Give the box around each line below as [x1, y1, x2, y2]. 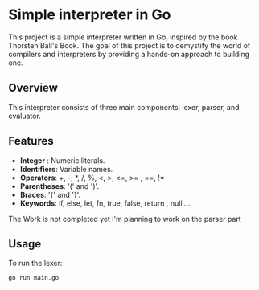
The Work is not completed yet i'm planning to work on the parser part [8, 214, 241, 223]
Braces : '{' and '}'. [19, 190, 81, 199]
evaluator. [8, 111, 42, 120]
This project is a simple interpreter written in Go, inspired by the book [8, 32, 238, 42]
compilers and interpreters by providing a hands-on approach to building [8, 49, 250, 59]
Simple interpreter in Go [8, 6, 171, 24]
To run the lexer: [8, 259, 63, 268]
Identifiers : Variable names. [19, 164, 113, 174]
